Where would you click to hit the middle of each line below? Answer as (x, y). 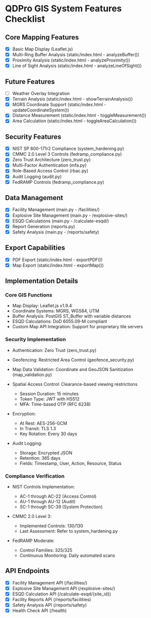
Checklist (25, 19)
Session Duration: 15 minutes (49, 394)
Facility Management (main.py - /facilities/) (56, 209)
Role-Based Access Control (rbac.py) (50, 171)
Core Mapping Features (42, 37)
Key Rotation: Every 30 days (48, 434)
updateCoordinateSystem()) (40, 110)
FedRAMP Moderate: (33, 541)
